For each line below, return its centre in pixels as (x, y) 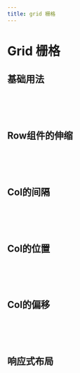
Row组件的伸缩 (40, 136)
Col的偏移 (29, 305)
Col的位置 (29, 248)
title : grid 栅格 (32, 14)
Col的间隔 (29, 192)
